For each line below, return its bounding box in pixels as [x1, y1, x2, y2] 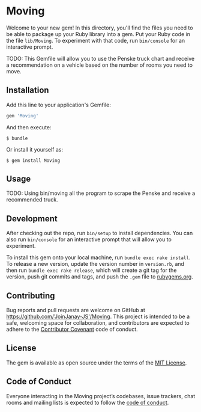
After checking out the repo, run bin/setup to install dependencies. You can [6, 230, 193, 237]
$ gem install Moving [6, 158, 61, 164]
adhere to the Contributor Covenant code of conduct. [6, 326, 138, 333]
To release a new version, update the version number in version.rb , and [6, 260, 185, 268]
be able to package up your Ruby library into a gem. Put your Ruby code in [6, 30, 191, 37]
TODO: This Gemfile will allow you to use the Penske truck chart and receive [6, 55, 195, 62]
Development [6, 214, 58, 224]
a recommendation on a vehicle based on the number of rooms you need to [6, 61, 193, 69]
